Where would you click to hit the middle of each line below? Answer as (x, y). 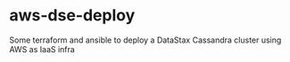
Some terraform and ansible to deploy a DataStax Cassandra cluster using (145, 40)
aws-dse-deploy (72, 15)
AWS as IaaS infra (42, 49)
